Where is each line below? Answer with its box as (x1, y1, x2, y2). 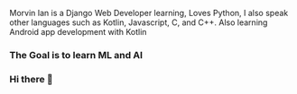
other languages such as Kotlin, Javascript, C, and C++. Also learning (9, 17, 268, 28)
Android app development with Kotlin (9, 27, 147, 37)
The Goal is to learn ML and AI (9, 48, 143, 61)
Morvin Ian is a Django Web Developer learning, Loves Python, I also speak (9, 8, 289, 18)
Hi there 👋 (9, 73, 54, 85)
